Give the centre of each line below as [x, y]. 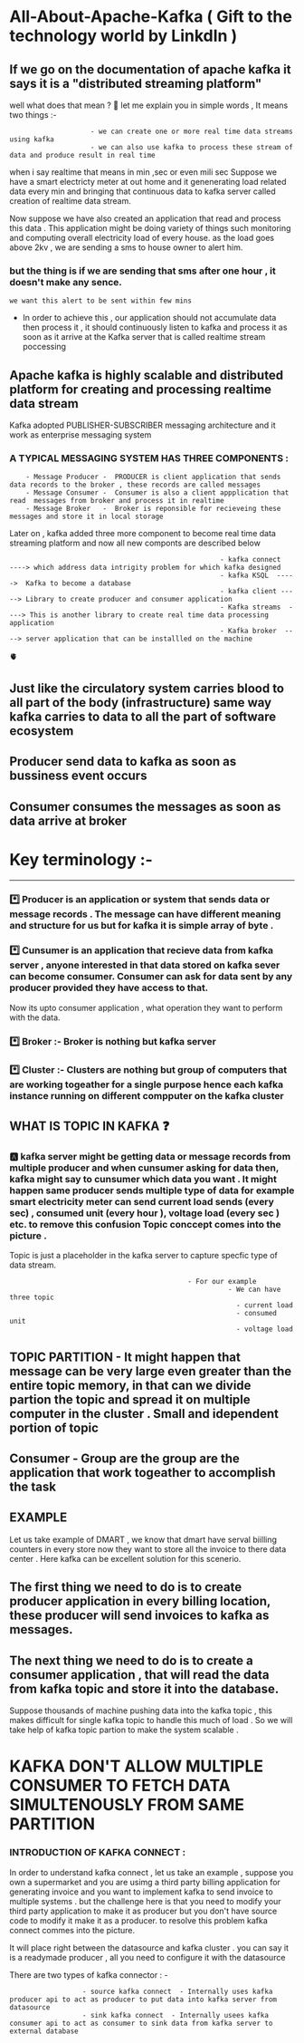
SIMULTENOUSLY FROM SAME [127, 1805]
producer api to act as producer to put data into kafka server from [143, 2000]
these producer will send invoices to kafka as [139, 1616]
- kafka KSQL [245, 576]
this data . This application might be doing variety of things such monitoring [150, 228]
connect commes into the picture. [72, 1930]
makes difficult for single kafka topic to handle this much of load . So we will [151, 1720]
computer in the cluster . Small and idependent [144, 1414]
